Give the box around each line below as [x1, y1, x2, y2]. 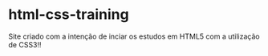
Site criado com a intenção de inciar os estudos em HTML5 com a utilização [8, 32, 260, 41]
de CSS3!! [8, 39, 42, 49]
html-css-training [8, 6, 130, 24]
